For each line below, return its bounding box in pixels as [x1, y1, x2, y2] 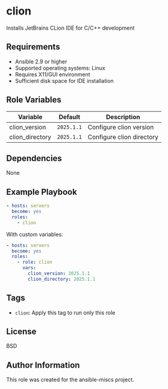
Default [58, 113, 81, 121]
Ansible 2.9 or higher [14, 57, 67, 65]
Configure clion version [87, 123, 154, 131]
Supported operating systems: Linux [14, 64, 105, 71]
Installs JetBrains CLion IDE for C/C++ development [6, 24, 135, 31]
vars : [22, 265, 36, 271]
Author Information [6, 360, 80, 370]
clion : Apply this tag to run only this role [14, 309, 116, 316]
